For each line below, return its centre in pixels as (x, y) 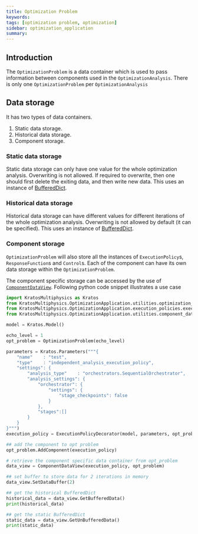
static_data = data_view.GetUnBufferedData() (63, 520)
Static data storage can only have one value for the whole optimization (92, 169)
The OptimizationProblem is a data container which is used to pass (87, 71)
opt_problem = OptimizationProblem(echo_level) (66, 341)
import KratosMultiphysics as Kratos (52, 298)
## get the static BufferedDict (46, 515)
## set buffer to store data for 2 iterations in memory (77, 477)
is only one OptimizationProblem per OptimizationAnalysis (77, 84)
